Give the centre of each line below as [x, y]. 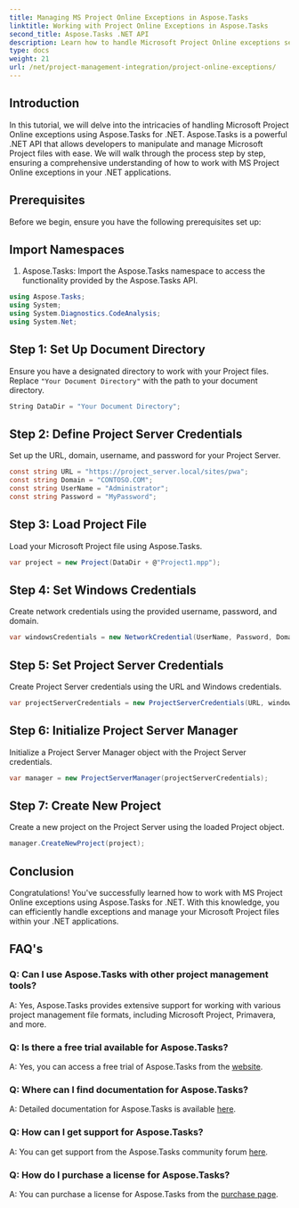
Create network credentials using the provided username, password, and [143, 612]
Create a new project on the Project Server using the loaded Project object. [147, 827]
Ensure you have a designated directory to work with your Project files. [139, 371]
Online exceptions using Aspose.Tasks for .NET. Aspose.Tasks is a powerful [148, 134]
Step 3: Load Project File [78, 525]
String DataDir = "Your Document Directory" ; [95, 407]
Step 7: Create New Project [85, 805]
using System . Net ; [43, 322]
